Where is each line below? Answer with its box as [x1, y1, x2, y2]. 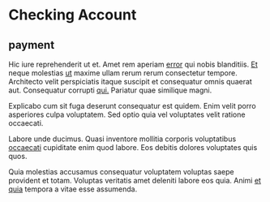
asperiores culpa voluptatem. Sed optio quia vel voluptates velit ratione [8, 110, 246, 119]
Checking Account [8, 6, 137, 24]
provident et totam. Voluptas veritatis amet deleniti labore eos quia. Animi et [8, 176, 262, 185]
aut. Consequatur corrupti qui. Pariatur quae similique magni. [8, 85, 212, 95]
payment [8, 38, 55, 52]
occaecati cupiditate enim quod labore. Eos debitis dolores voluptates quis [8, 143, 258, 152]
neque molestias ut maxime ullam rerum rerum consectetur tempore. [8, 68, 238, 78]
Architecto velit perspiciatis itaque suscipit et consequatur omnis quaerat [8, 77, 253, 86]
